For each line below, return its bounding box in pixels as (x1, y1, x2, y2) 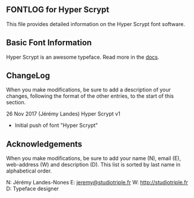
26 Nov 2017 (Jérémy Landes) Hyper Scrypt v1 (6, 110, 120, 117)
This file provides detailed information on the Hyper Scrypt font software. (6, 20, 185, 27)
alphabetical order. (6, 167, 52, 174)
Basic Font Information (6, 38, 92, 48)
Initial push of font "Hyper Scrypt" (14, 122, 98, 129)
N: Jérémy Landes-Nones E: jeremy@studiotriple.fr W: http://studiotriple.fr (6, 179, 188, 186)
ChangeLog (6, 71, 50, 81)
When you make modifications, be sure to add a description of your (6, 86, 171, 94)
